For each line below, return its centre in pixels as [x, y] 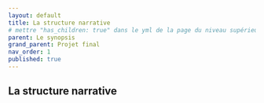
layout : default [35, 15]
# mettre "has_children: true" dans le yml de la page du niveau [117, 30]
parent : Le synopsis [42, 37]
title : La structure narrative [59, 23]
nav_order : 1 [29, 52]
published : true [35, 60]
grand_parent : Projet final [54, 45]
